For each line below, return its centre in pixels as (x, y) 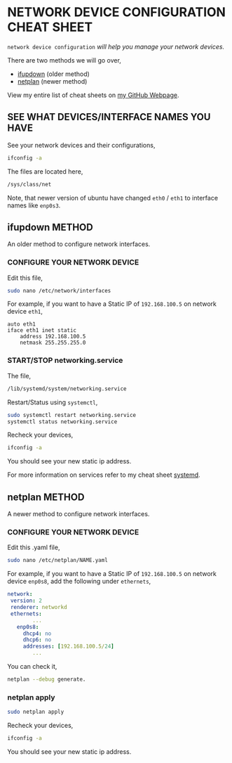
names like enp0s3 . (34, 205)
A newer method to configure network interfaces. (79, 514)
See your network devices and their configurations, (81, 145)
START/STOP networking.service (65, 361)
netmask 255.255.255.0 (53, 343)
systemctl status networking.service (62, 422)
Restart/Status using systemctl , (53, 402)
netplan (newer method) (52, 81)
